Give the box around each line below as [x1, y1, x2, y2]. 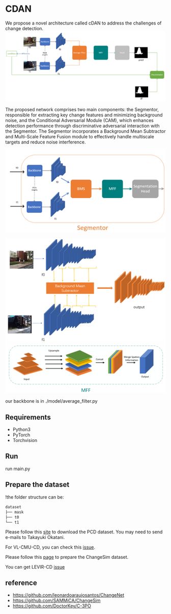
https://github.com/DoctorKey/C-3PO [12, 603, 92, 609]
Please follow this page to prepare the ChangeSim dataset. [5, 554, 129, 560]
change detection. [5, 25, 44, 31]
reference [5, 578, 37, 587]
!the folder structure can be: [5, 494, 64, 500]
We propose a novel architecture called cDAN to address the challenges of [5, 20, 162, 26]
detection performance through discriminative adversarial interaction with [5, 122, 160, 129]
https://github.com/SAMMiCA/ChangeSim [12, 598, 101, 604]
